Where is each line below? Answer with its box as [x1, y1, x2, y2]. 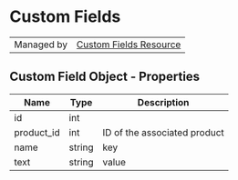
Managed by [14, 38, 68, 51]
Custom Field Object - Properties [9, 69, 201, 85]
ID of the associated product [102, 125, 225, 138]
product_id [14, 125, 61, 138]
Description [137, 95, 190, 108]
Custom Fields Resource [76, 38, 181, 51]
